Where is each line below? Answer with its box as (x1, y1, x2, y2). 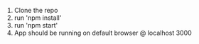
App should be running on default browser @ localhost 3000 (14, 28, 192, 37)
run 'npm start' (14, 21, 58, 29)
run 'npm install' (14, 13, 62, 22)
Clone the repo (14, 6, 58, 14)
